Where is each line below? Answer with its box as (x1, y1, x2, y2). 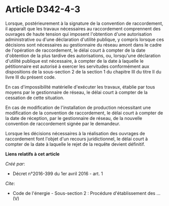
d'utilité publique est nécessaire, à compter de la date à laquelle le (5, 58, 144, 64)
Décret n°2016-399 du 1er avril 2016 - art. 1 (12, 171, 103, 177)
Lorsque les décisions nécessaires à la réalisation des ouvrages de (5, 130, 146, 136)
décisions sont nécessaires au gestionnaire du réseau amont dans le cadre (5, 42, 162, 48)
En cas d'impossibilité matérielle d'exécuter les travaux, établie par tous (5, 84, 155, 90)
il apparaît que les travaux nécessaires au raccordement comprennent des (5, 25, 161, 31)
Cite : (5, 180, 15, 186)
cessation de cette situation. (5, 95, 64, 101)
